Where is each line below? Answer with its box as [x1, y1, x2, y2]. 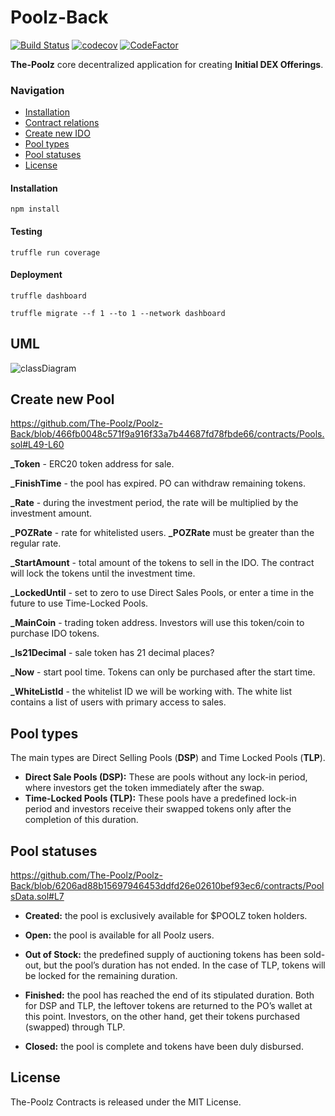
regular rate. [10, 537, 62, 550]
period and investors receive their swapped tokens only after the [24, 803, 292, 815]
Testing [10, 226, 43, 238]
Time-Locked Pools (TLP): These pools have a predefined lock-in [24, 792, 297, 805]
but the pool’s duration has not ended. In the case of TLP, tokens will [43, 959, 326, 971]
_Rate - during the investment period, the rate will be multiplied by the [10, 497, 299, 509]
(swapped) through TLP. [24, 1021, 126, 1033]
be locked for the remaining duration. [24, 970, 178, 982]
